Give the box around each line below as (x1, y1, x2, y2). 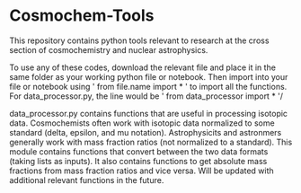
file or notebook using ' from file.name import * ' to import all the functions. (9, 81, 288, 92)
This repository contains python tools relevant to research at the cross (9, 35, 270, 46)
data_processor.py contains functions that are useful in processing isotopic (9, 108, 288, 118)
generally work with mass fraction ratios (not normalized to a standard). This (9, 136, 293, 147)
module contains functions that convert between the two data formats (9, 145, 269, 157)
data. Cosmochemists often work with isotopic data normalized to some (9, 118, 276, 128)
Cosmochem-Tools (9, 5, 155, 26)
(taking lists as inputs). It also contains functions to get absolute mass (9, 155, 268, 166)
